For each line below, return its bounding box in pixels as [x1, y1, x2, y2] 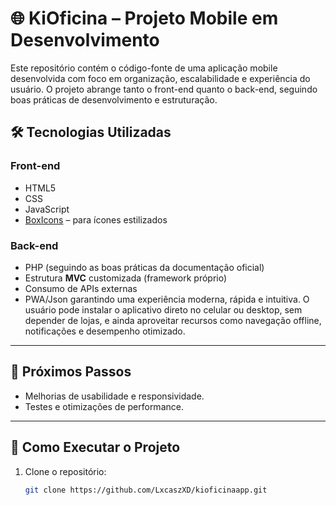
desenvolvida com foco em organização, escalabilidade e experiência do [10, 72, 311, 84]
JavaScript [24, 203, 70, 215]
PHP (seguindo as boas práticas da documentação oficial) [24, 261, 265, 273]
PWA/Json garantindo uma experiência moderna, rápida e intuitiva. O [24, 293, 310, 305]
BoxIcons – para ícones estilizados [24, 213, 168, 226]
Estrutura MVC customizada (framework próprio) [24, 272, 228, 284]
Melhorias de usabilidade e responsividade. [24, 390, 205, 402]
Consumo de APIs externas [24, 282, 138, 294]
